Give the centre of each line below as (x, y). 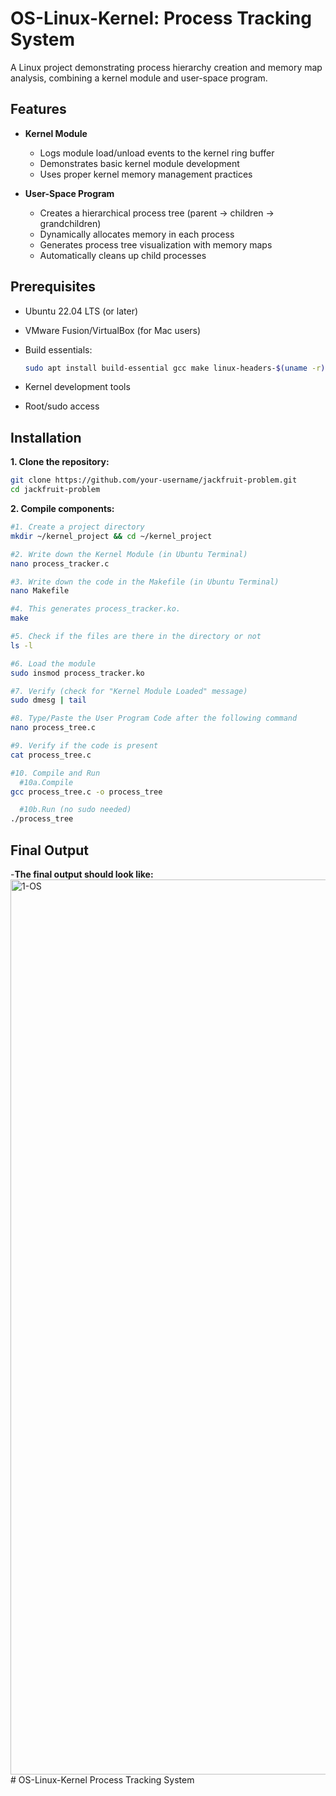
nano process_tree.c (53, 728)
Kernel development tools (77, 387)
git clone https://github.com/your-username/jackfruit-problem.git (154, 480)
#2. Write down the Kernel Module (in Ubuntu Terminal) (129, 554)
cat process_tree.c (51, 755)
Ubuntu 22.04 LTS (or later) (81, 311)
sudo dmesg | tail (48, 700)
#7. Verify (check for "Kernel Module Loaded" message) (129, 691)
